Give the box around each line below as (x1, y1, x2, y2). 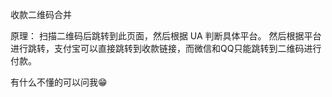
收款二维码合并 (10, 9, 72, 20)
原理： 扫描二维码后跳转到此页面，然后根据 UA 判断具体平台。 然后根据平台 (10, 30, 322, 42)
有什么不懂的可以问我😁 (10, 76, 108, 88)
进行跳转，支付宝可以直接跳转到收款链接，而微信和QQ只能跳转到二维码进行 (10, 43, 322, 54)
